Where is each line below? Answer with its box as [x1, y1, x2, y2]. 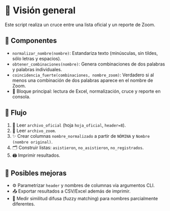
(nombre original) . [12, 138, 53, 145]
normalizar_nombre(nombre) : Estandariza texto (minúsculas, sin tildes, [12, 50, 158, 56]
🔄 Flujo [5, 109, 27, 117]
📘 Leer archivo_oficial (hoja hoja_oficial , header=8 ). [12, 122, 126, 128]
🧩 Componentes [5, 36, 57, 45]
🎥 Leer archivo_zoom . [12, 128, 57, 134]
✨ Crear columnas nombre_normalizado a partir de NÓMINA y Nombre [12, 133, 150, 139]
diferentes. [12, 201, 35, 207]
